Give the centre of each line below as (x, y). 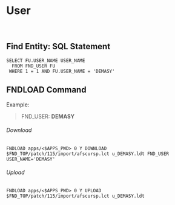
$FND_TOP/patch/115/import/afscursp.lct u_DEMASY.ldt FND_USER (88, 154)
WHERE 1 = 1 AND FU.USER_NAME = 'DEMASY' (62, 71)
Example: (18, 105)
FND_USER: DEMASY (48, 116)
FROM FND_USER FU (34, 66)
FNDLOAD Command (46, 90)
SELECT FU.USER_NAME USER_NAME (46, 61)
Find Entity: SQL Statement (58, 47)
